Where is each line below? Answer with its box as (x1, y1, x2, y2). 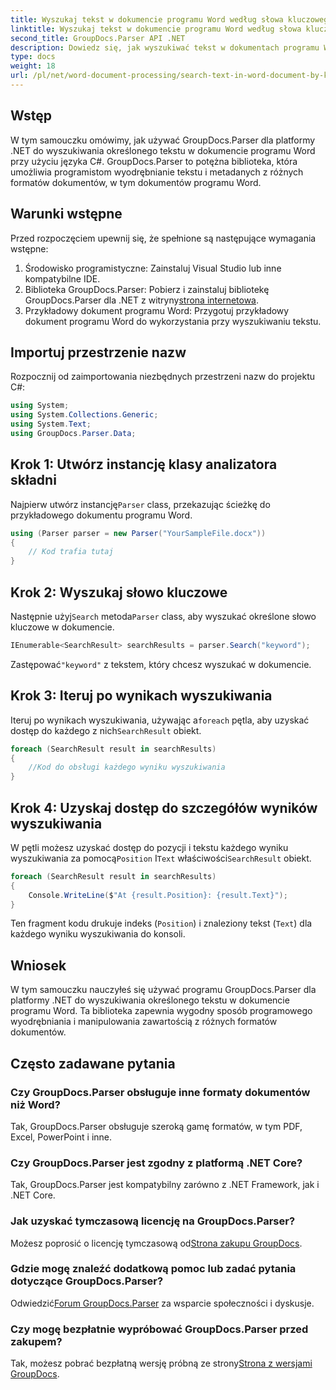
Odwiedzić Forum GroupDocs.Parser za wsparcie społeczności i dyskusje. (10, 1297, 315, 1309)
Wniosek (10, 957, 67, 974)
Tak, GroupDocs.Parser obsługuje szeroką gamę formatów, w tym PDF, (10, 1120, 303, 1132)
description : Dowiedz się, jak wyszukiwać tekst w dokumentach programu (10, 42, 320, 53)
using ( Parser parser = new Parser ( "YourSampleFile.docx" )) (10, 528, 267, 538)
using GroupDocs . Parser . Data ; (10, 428, 137, 438)
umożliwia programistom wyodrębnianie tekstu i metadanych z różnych (10, 166, 304, 178)
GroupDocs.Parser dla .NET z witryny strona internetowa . (24, 294, 260, 306)
